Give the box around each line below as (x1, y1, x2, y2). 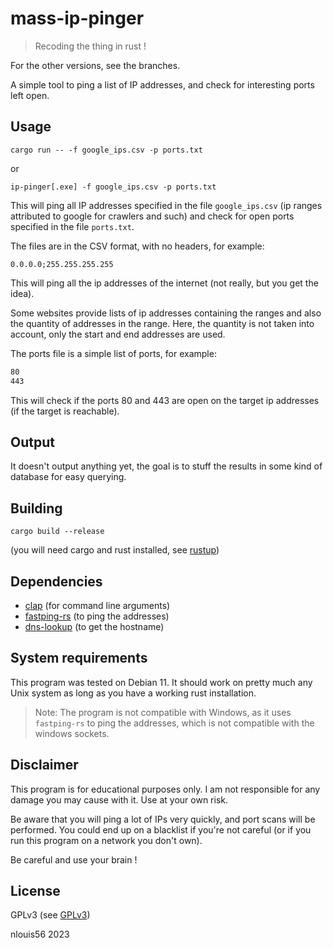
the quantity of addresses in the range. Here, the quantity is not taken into (10, 317, 315, 329)
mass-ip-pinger (10, 7, 145, 30)
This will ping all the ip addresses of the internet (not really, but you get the (10, 277, 319, 289)
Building (10, 500, 63, 517)
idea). (10, 287, 35, 299)
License (10, 882, 61, 899)
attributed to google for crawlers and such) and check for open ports (10, 210, 295, 222)
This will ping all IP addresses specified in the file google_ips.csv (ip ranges (10, 199, 323, 211)
